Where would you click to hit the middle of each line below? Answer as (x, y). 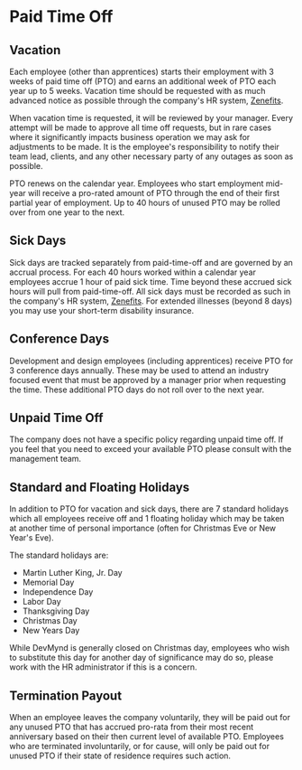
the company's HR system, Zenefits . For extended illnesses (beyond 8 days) (151, 301)
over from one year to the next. (67, 212)
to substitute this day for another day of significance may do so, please (142, 658)
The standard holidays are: (59, 555)
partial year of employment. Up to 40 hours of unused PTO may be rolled (145, 202)
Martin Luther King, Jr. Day (73, 573)
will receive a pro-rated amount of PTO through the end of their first (153, 193)
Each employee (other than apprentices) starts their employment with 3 (142, 71)
